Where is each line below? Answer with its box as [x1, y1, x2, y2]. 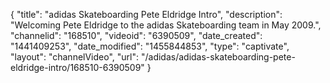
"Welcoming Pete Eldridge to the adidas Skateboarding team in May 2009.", [10, 19, 322, 31]
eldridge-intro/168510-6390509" [10, 62, 145, 73]
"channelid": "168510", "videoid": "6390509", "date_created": [10, 30, 263, 41]
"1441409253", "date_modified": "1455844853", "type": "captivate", [10, 40, 290, 52]
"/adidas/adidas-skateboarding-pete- [140, 51, 296, 63]
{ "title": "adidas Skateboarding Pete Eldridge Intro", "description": [10, 9, 283, 20]
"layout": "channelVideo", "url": [10, 51, 140, 63]
